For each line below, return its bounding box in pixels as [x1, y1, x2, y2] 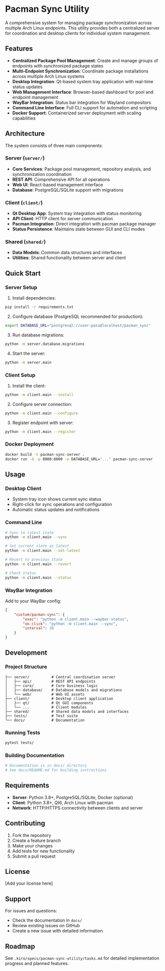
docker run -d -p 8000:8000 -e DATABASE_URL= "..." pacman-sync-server [5, 457, 153, 462]
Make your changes [12, 842, 53, 848]
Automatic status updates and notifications [12, 506, 99, 513]
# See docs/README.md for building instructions [5, 768, 107, 773]
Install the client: [12, 383, 46, 389]
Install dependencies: [12, 295, 56, 301]
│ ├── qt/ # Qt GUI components [5, 701, 94, 705]
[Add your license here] [5, 880, 53, 886]
